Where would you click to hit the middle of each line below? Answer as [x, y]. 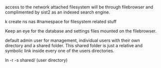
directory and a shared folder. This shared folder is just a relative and [74, 45]
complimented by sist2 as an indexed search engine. [58, 12]
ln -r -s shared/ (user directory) [36, 60]
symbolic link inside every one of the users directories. [60, 51]
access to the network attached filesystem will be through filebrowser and [79, 7]
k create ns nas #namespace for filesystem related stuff [61, 22]
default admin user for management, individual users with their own [72, 40]
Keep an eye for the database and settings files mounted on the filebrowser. [81, 31]
